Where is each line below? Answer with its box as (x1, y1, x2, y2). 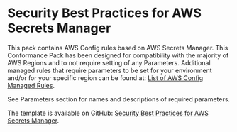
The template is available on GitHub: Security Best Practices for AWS (7, 109, 209, 117)
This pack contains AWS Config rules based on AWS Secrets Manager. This (7, 43, 228, 52)
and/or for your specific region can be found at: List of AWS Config (7, 73, 204, 82)
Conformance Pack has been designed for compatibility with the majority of (7, 51, 229, 60)
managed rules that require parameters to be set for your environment (7, 66, 212, 75)
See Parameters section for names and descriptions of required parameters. (7, 94, 231, 104)
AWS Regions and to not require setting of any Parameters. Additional (7, 58, 211, 67)
